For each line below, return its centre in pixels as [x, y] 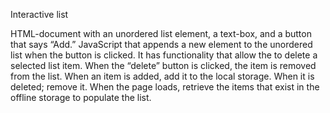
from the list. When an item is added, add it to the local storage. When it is [162, 76]
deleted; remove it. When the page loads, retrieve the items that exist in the [165, 87]
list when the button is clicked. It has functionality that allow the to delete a [164, 55]
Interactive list [39, 14]
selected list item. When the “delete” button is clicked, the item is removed [163, 65]
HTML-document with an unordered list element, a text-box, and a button [161, 33]
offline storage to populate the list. [81, 97]
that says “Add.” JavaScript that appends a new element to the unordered [161, 44]
